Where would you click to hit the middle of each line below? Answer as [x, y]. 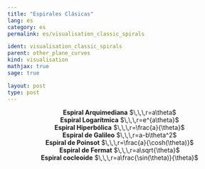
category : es [27, 27]
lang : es [20, 21]
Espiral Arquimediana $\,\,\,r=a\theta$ [120, 113]
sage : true [23, 73]
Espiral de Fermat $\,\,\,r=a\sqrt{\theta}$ [120, 151]
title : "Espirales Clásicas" [51, 14]
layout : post [27, 86]
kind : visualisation [38, 60]
